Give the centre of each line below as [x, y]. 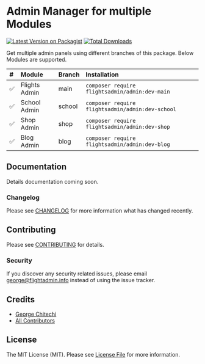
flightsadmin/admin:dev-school [131, 109]
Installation [102, 75]
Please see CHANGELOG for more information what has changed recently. [100, 211]
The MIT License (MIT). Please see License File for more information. [93, 354]
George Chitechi [36, 314]
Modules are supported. [37, 59]
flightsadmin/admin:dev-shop [128, 127]
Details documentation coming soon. [52, 181]
